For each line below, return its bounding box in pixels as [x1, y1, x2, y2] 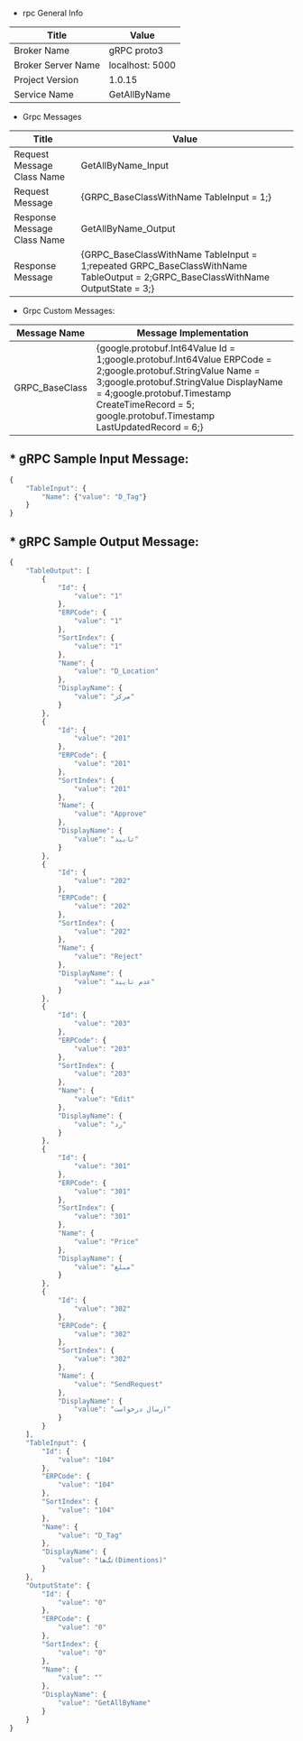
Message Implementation [136, 327, 249, 339]
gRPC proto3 [108, 44, 164, 57]
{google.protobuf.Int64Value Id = [96, 342, 236, 355]
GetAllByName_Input [80, 160, 170, 171]
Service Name [14, 88, 74, 100]
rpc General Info [22, 8, 84, 18]
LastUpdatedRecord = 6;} [96, 421, 204, 433]
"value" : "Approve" [73, 809, 147, 819]
